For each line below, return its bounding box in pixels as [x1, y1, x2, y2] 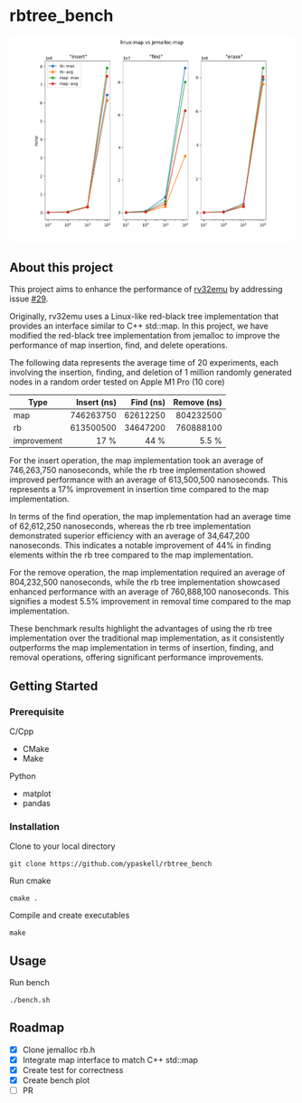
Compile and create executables [9, 910, 130, 921]
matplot [22, 788, 52, 799]
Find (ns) [130, 396, 165, 407]
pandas [22, 797, 52, 808]
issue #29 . [9, 293, 49, 304]
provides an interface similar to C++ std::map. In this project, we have [9, 320, 269, 331]
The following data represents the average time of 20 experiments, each [9, 357, 278, 368]
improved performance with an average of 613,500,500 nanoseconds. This [9, 474, 288, 485]
